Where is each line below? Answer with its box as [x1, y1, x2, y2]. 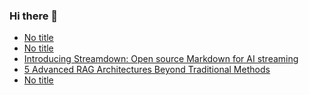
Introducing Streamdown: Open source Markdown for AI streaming [23, 53, 299, 65]
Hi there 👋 [9, 9, 59, 23]
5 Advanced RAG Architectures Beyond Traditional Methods [23, 64, 271, 76]
